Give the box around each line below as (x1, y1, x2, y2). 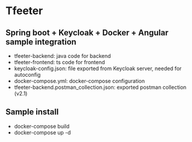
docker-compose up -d (14, 128, 71, 136)
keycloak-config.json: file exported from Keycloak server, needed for (14, 65, 182, 72)
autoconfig (14, 71, 41, 78)
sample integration (5, 37, 77, 47)
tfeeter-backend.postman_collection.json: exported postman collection (14, 84, 187, 91)
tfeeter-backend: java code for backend (14, 52, 111, 60)
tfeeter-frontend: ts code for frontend (14, 59, 105, 65)
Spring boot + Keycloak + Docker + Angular (5, 28, 169, 38)
